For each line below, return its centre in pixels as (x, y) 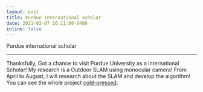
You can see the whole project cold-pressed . (62, 83)
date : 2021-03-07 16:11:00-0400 (47, 23)
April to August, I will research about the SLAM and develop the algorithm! (98, 76)
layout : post (23, 12)
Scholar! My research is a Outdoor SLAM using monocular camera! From (97, 70)
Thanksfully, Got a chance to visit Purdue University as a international (93, 64)
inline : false (24, 29)
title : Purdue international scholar (54, 18)
